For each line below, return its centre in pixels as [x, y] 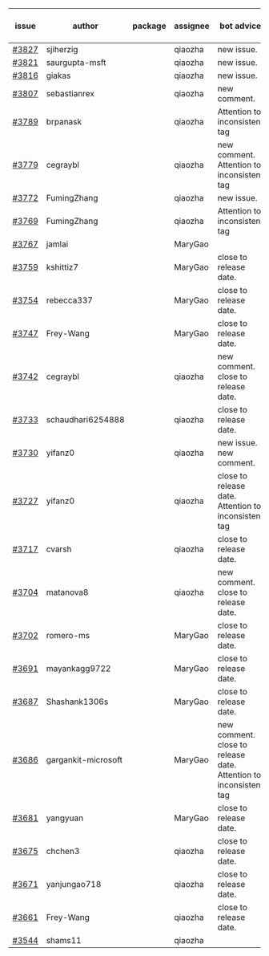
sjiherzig [62, 49]
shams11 [64, 940]
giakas [58, 75]
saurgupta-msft [76, 62]
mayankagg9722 [78, 668]
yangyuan [65, 818]
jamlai [57, 244]
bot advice [241, 26]
